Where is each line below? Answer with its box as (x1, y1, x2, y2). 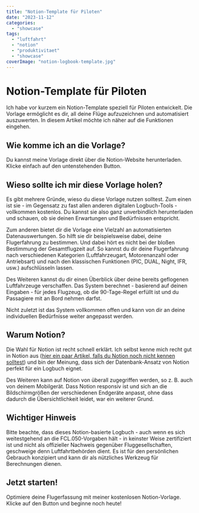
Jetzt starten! (6, 478, 58, 488)
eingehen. (6, 123, 31, 130)
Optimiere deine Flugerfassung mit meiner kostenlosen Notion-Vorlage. (6, 493, 181, 500)
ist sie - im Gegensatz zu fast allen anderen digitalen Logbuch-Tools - (6, 202, 178, 209)
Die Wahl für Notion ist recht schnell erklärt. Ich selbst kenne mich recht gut (6, 345, 192, 353)
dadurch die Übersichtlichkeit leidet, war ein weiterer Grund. (6, 395, 154, 403)
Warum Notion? (6, 330, 66, 340)
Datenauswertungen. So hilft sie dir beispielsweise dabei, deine (6, 233, 162, 240)
